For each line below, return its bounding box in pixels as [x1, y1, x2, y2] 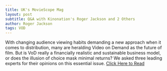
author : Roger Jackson [5, 21, 52, 26]
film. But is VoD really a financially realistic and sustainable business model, [5, 50, 161, 56]
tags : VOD [5, 26, 26, 31]
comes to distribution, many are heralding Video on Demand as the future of [5, 45, 162, 51]
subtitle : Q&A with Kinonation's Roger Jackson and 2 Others [5, 16, 135, 21]
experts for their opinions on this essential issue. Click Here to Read [5, 61, 145, 67]
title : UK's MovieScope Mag [5, 7, 64, 12]
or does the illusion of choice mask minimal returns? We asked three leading [5, 55, 162, 61]
